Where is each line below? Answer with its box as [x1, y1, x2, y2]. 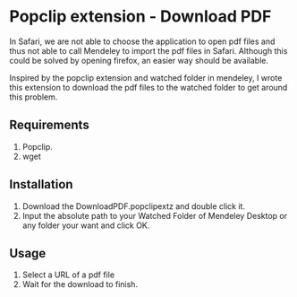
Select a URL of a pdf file [21, 269, 115, 280]
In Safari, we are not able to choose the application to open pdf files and [9, 36, 276, 47]
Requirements [9, 118, 89, 133]
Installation [9, 177, 73, 192]
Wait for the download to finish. [21, 279, 139, 290]
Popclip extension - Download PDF [9, 6, 272, 27]
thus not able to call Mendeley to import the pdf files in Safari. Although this [9, 45, 288, 56]
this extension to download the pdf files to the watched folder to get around [9, 82, 288, 92]
